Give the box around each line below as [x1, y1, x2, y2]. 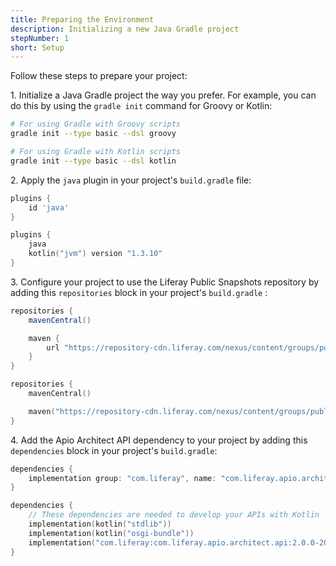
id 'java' [28, 202, 70, 213]
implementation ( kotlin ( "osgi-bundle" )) [28, 528, 195, 538]
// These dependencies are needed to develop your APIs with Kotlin [28, 510, 320, 520]
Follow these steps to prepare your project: [10, 70, 188, 82]
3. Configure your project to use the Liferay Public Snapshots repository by [10, 276, 320, 288]
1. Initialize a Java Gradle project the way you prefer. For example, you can [10, 89, 317, 101]
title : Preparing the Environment [10, 14, 155, 25]
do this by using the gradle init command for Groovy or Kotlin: [10, 100, 273, 112]
